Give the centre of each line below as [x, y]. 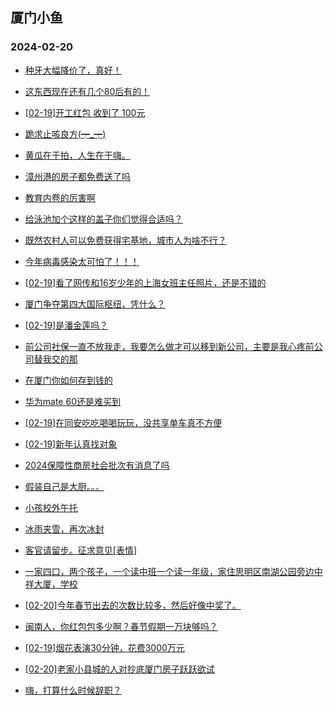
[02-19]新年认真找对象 [71, 444]
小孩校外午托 [51, 507]
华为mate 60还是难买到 [72, 401]
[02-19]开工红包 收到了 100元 [85, 112]
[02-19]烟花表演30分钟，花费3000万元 [104, 647]
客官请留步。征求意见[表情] [81, 550]
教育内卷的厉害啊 [60, 197]
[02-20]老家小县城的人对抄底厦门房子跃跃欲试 [119, 669]
